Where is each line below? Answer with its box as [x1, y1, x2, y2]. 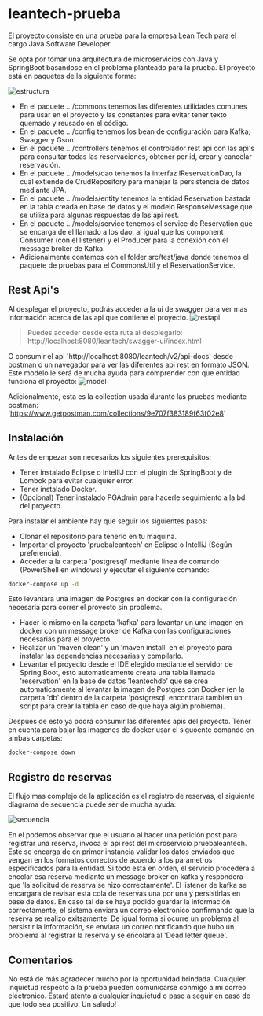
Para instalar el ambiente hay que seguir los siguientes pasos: [8, 516, 208, 526]
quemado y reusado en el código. [19, 118, 129, 127]
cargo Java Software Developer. [8, 39, 112, 48]
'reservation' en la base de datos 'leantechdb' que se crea [19, 676, 209, 685]
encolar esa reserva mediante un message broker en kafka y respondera [8, 872, 243, 881]
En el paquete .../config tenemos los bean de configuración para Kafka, [19, 127, 251, 136]
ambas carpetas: [8, 733, 63, 743]
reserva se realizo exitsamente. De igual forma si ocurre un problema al [8, 914, 239, 923]
